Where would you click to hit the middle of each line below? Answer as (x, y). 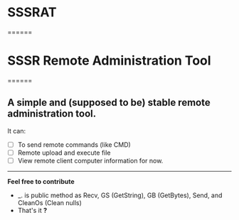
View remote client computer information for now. (90, 160)
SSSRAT (32, 12)
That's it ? (32, 210)
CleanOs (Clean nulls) (49, 202)
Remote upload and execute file (64, 153)
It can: (17, 131)
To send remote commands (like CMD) (74, 144)
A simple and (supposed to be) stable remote (109, 103)
